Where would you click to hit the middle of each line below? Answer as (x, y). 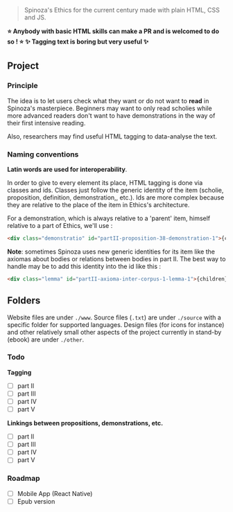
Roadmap (24, 479)
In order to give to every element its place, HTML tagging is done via (105, 182)
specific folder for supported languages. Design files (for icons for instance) (116, 324)
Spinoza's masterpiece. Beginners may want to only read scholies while (110, 108)
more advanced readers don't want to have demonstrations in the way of (111, 115)
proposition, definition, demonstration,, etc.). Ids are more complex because (116, 197)
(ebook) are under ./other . (46, 339)
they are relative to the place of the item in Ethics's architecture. (98, 204)
